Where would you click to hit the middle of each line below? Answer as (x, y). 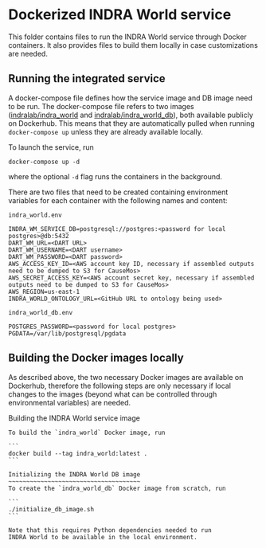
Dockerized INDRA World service (120, 15)
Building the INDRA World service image (74, 418)
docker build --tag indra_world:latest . (78, 453)
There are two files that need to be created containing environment (118, 192)
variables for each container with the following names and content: (118, 200)
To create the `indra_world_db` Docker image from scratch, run (117, 488)
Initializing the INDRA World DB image (74, 474)
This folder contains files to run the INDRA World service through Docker (127, 37)
